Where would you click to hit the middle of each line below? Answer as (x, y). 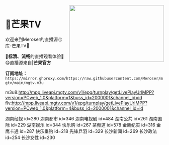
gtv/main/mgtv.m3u (24, 83)
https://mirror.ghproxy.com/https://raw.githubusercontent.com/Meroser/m (84, 78)
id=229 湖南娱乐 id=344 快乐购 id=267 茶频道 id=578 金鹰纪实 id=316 (83, 125)
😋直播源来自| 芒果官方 (28, 62)
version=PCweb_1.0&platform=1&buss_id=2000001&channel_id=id (74, 97)
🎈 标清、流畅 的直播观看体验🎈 (35, 56)
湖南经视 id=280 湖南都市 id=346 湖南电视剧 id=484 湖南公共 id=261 (76, 118)
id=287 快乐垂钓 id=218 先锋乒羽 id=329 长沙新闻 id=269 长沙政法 (88, 131)
